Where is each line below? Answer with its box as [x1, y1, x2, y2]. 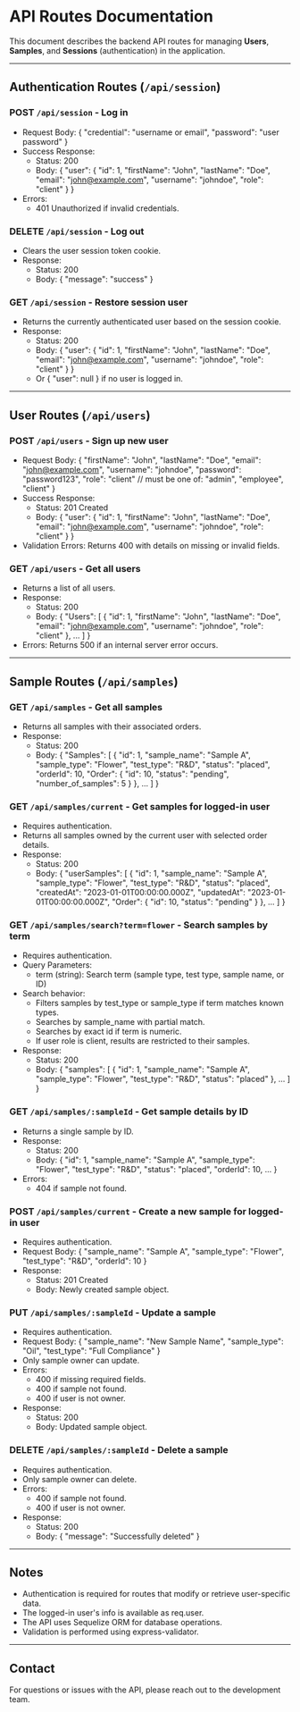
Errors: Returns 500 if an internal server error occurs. [21, 640, 219, 650]
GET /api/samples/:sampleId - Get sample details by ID [9, 1105, 249, 1118]
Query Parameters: [21, 960, 92, 970]
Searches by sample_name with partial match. [35, 1017, 205, 1028]
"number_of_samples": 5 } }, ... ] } [35, 777, 159, 788]
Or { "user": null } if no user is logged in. [35, 373, 183, 384]
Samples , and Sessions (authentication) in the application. [9, 45, 226, 55]
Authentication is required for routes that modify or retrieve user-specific [21, 1589, 291, 1599]
